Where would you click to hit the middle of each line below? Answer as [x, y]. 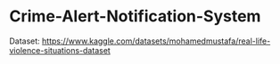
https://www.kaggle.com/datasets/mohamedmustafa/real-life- [156, 41]
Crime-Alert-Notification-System [135, 16]
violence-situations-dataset [60, 50]
